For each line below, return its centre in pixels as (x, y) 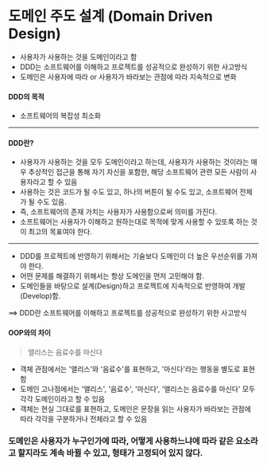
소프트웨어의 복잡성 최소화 (60, 116)
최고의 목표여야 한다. (60, 232)
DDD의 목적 (27, 96)
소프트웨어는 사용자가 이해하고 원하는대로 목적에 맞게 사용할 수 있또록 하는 (134, 222)
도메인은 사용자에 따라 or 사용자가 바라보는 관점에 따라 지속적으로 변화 (128, 76)
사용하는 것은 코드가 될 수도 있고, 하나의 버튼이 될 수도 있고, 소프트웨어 (129, 192)
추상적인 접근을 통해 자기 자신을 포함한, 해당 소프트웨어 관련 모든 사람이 (138, 172)
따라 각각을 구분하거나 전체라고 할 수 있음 (83, 418)
